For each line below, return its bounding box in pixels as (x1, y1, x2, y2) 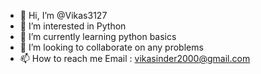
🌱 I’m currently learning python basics (19, 31, 177, 42)
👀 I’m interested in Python (19, 20, 127, 32)
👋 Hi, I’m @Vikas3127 (19, 10, 108, 21)
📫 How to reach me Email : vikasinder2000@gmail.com (19, 53, 251, 64)
